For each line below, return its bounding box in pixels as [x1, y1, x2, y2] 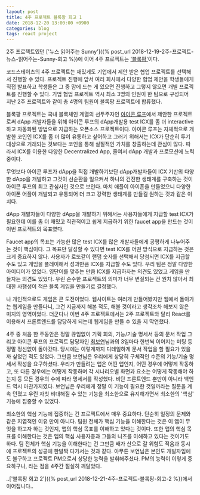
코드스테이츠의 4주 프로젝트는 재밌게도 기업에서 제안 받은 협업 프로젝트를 [6, 68, 176, 75]
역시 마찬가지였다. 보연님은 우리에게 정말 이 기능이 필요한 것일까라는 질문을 [12, 383, 186, 390]
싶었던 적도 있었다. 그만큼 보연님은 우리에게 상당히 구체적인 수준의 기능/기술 [12, 353, 188, 360]
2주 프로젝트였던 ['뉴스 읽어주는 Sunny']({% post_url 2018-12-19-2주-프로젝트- [6, 48, 194, 55]
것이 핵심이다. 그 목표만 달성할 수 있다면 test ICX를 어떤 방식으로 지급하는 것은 [12, 246, 194, 253]
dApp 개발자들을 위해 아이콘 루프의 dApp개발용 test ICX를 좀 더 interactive [17, 118, 194, 125]
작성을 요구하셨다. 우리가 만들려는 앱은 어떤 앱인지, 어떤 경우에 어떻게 [17, 360, 178, 367]
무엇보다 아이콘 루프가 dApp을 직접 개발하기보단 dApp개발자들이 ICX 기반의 [6, 168, 183, 175]
